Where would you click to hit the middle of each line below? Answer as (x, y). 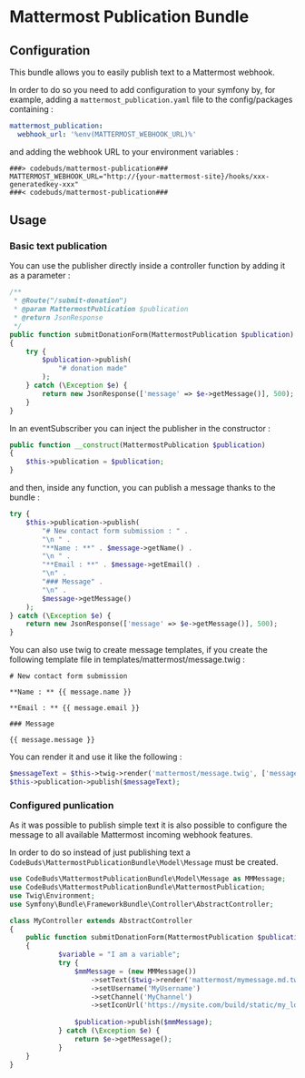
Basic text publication (58, 246)
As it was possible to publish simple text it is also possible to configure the (148, 825)
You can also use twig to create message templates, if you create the (138, 650)
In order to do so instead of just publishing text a (100, 852)
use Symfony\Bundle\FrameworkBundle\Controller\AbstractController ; (142, 904)
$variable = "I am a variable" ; (119, 955)
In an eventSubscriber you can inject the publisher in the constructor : (140, 428)
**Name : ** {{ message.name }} (70, 692)
